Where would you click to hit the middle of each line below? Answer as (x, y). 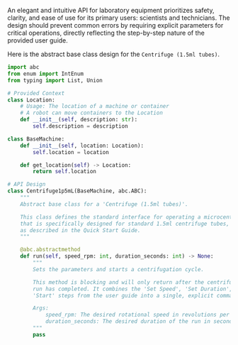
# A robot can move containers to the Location (91, 113)
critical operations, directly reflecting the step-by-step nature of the (106, 33)
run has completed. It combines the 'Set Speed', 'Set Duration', (133, 289)
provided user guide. (38, 40)
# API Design (27, 185)
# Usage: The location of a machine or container (95, 106)
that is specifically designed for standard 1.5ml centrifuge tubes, (125, 224)
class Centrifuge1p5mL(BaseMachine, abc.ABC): (77, 191)
